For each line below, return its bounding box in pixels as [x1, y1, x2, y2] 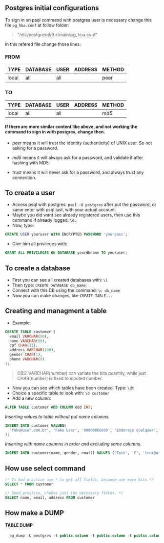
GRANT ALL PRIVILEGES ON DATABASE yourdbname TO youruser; [5, 250, 128, 256]
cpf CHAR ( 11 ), [9, 343, 38, 348]
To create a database [5, 264, 70, 272]
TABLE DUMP [5, 522, 33, 528]
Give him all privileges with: [12, 241, 67, 247]
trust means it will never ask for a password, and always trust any [12, 169, 144, 175]
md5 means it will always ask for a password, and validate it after [12, 155, 143, 160]
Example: [12, 320, 31, 326]
